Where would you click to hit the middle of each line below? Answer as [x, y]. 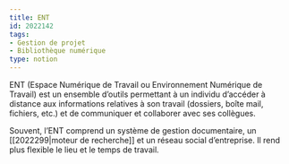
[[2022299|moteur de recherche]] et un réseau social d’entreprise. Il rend [144, 140]
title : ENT [30, 17]
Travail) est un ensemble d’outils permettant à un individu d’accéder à [137, 94]
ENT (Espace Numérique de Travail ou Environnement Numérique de [136, 85]
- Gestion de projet [48, 43]
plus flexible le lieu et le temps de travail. [84, 150]
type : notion [34, 59]
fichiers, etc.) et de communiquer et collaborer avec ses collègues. [133, 113]
